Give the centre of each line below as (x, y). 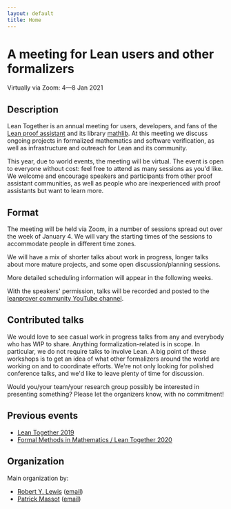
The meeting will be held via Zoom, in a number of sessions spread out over (115, 229)
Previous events (42, 416)
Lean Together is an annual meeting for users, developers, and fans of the (112, 126)
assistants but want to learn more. (56, 191)
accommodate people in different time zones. (72, 244)
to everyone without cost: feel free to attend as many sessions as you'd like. (115, 169)
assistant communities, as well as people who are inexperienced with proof (114, 183)
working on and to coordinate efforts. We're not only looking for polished (110, 366)
